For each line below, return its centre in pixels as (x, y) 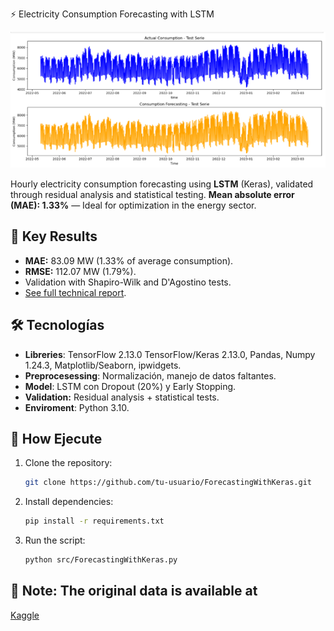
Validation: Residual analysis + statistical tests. (122, 397)
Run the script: (55, 540)
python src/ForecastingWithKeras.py (101, 560)
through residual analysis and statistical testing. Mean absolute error (152, 195)
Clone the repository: (68, 463)
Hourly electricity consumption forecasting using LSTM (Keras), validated (162, 184)
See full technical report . (75, 292)
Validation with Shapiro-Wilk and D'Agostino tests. (128, 282)
